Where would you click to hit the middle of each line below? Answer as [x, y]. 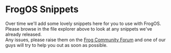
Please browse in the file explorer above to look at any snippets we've [79, 29]
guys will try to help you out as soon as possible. [57, 45]
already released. [23, 34]
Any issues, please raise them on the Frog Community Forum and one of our [86, 40]
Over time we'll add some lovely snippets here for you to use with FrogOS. [83, 23]
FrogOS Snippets [42, 9]
